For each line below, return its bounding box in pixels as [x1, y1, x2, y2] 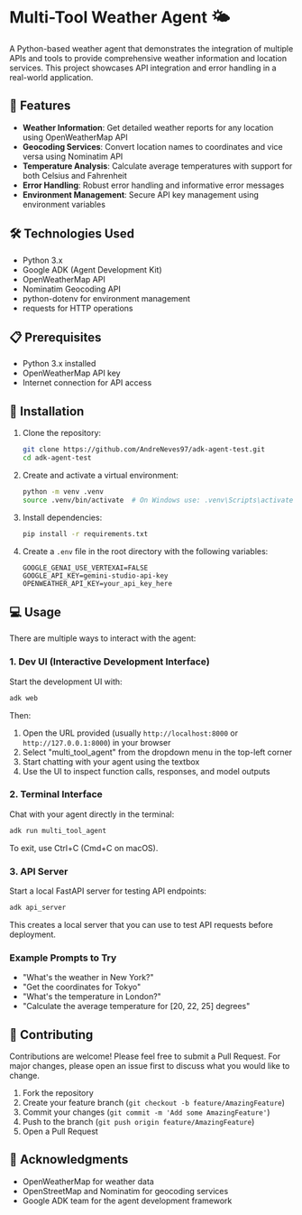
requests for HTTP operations [22, 302, 133, 313]
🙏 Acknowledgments [9, 1152, 129, 1167]
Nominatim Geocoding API [22, 283, 122, 294]
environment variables [22, 199, 106, 209]
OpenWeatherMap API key [22, 367, 121, 379]
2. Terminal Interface [9, 788, 104, 801]
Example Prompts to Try [9, 951, 117, 964]
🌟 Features [9, 98, 71, 114]
